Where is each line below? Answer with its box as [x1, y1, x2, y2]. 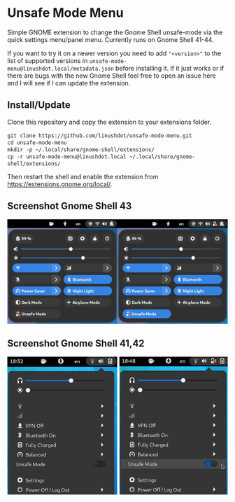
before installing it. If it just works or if [115, 64, 225, 72]
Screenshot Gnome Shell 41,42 [7, 337, 145, 349]
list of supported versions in [7, 56, 88, 64]
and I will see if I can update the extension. [7, 78, 131, 87]
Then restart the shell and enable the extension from [7, 172, 159, 181]
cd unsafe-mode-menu [7, 139, 68, 146]
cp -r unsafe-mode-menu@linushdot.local [7, 153, 127, 160]
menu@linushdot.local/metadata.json [7, 65, 114, 72]
